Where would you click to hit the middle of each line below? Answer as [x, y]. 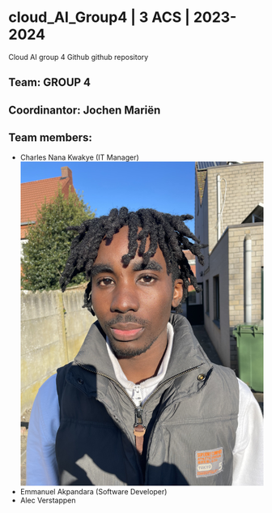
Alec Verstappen [48, 500]
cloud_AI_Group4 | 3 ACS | [99, 17]
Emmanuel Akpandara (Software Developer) [93, 491]
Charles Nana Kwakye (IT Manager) [79, 157]
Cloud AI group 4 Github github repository [79, 57]
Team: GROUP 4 [50, 82]
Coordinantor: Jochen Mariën [85, 110]
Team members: [51, 138]
